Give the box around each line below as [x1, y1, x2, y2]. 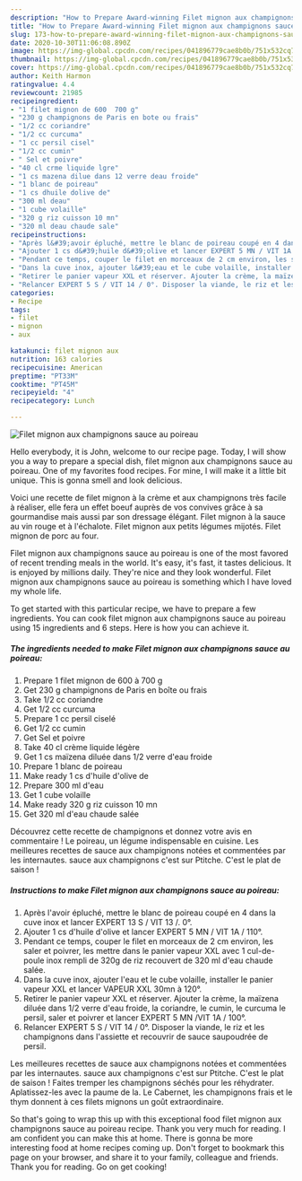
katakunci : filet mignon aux [10, 346, 119, 355]
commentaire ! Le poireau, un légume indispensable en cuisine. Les [10, 835, 259, 846]
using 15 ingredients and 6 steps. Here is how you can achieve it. [10, 623, 250, 633]
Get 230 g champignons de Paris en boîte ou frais [22, 684, 208, 695]
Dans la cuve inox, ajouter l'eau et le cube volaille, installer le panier [22, 974, 273, 984]
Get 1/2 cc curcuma [22, 704, 96, 714]
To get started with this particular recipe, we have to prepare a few [10, 603, 256, 614]
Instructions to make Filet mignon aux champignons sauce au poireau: [10, 885, 280, 896]
